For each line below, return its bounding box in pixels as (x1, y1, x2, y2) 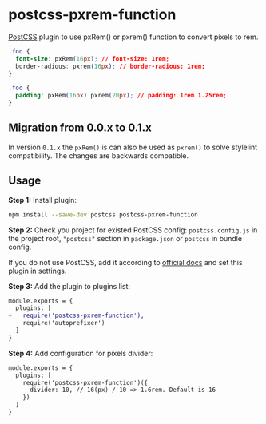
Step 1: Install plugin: (8, 195, 77, 204)
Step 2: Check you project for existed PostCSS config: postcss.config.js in (8, 225, 258, 235)
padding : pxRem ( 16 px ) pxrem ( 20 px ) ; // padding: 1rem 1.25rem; (15, 92, 227, 100)
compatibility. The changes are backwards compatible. (8, 150, 189, 160)
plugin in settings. (8, 266, 67, 275)
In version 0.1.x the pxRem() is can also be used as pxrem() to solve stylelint (8, 142, 258, 152)
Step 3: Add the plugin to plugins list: (8, 281, 130, 291)
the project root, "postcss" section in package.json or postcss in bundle (8, 233, 242, 243)
